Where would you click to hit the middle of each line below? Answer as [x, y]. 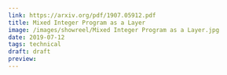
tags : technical [35, 45]
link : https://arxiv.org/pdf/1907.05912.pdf [82, 15]
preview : [22, 59]
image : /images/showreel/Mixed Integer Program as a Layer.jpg [114, 30]
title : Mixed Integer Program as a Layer [77, 23]
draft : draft [29, 52]
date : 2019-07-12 [37, 37]
